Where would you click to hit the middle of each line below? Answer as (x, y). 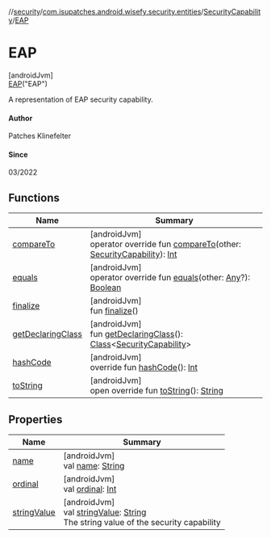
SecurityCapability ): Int (133, 254)
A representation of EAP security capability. (81, 99)
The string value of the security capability (142, 522)
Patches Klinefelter (40, 136)
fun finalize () (114, 311)
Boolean (106, 288)
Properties (35, 419)
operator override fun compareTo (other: (166, 244)
